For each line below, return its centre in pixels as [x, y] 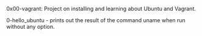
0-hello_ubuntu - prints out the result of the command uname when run [96, 20]
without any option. [31, 27]
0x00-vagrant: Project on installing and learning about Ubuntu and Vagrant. [101, 9]
